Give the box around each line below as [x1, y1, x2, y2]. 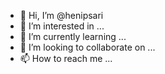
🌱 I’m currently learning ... [19, 31, 127, 42]
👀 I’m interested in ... [19, 20, 105, 32]
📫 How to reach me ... [19, 53, 113, 64]
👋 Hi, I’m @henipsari [19, 10, 104, 21]
